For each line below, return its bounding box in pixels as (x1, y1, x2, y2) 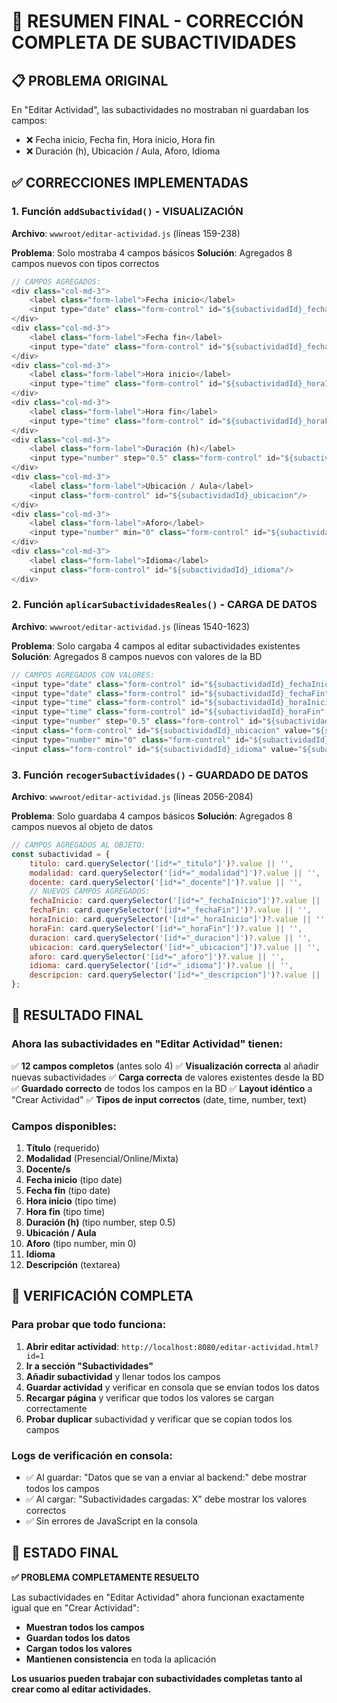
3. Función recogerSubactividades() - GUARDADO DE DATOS (11, 768, 309, 782)
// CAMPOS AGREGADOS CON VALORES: (11, 670, 156, 680)
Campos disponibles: (11, 1119, 117, 1133)
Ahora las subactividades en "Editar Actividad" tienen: (11, 1037, 284, 1051)
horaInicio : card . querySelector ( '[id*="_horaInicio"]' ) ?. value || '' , (29, 915, 330, 925)
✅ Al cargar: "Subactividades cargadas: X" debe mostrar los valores (25, 1493, 308, 1505)
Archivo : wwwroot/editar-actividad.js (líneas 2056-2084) (11, 791, 254, 803)
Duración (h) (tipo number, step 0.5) (25, 1216, 176, 1229)
